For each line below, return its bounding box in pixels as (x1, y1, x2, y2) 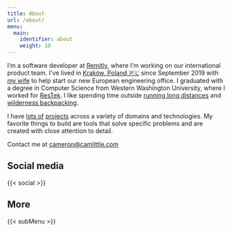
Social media (7, 160, 64, 172)
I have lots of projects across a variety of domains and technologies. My (7, 112, 213, 120)
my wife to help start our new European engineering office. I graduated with (7, 77, 224, 84)
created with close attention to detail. (7, 127, 113, 135)
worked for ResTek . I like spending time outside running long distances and (7, 91, 222, 99)
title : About (7, 10, 45, 17)
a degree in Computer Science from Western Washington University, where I (7, 84, 225, 92)
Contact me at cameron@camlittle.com (7, 140, 119, 148)
